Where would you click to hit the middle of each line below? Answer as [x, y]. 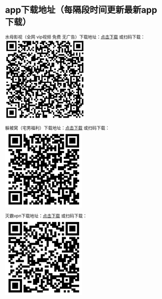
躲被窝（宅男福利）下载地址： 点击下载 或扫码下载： [57, 127]
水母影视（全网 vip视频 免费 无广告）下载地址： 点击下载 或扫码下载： [75, 37]
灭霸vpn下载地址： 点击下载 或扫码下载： [46, 216]
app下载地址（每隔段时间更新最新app [81, 10]
